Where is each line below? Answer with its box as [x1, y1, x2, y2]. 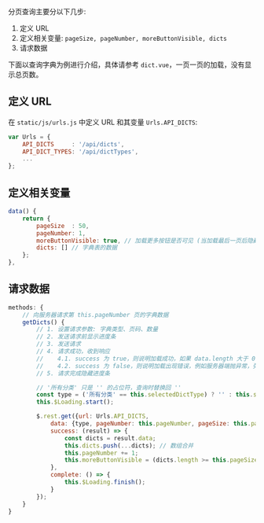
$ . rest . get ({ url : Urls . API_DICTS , [36, 412, 149, 421]
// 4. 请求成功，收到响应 [36, 348, 111, 355]
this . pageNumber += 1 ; [64, 449, 139, 457]
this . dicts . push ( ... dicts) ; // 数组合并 [64, 441, 194, 450]
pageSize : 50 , [36, 222, 90, 230]
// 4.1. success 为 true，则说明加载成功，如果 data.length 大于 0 [36, 355, 255, 363]
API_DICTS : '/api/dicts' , [22, 140, 125, 148]
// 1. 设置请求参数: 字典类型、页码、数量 [36, 326, 159, 333]
